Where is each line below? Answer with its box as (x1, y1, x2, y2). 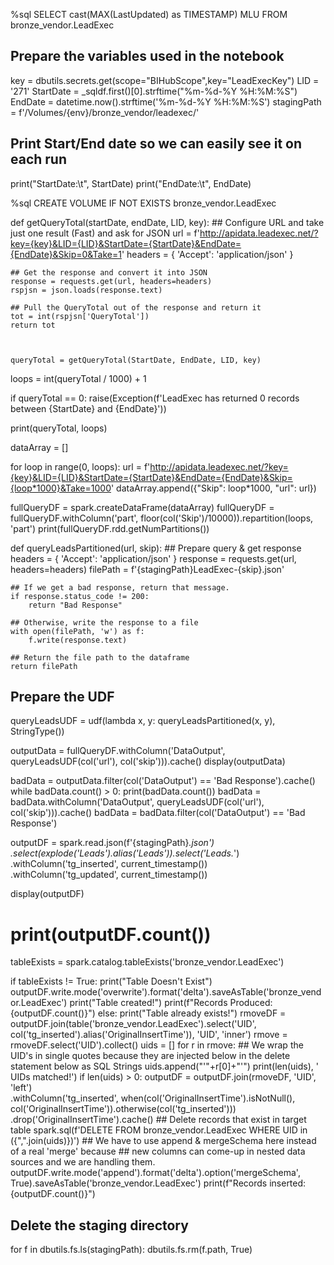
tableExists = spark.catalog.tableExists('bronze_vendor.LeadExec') (10, 956, 285, 968)
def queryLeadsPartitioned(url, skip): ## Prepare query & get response (10, 542, 302, 554)
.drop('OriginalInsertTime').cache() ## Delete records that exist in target (10, 1114, 307, 1126)
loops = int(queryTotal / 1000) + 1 (10, 372, 147, 384)
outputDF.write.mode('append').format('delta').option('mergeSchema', (10, 1167, 301, 1179)
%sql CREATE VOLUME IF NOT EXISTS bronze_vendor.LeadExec (10, 197, 277, 209)
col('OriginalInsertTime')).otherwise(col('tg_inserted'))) (10, 1103, 237, 1115)
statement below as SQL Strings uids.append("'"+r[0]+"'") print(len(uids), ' (10, 1060, 319, 1073)
